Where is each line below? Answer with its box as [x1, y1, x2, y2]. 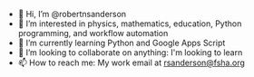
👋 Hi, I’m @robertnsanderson [17, 9, 127, 19]
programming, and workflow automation [17, 28, 169, 38]
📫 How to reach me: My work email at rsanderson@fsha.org [17, 57, 245, 68]
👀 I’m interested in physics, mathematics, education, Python [17, 18, 242, 29]
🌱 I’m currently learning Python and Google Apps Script [17, 37, 226, 48]
